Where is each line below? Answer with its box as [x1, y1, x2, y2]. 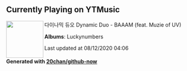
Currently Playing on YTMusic [6, 5, 120, 15]
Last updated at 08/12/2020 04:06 [44, 44, 129, 51]
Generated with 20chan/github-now [6, 58, 98, 65]
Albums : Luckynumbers [44, 33, 104, 40]
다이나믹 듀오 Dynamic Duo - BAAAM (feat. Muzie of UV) [44, 21, 182, 28]
